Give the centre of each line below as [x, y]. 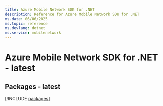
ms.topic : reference [27, 24]
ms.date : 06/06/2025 [27, 19]
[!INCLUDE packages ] [28, 98]
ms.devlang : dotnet [25, 28]
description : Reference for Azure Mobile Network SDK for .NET [72, 14]
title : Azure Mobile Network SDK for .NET [50, 10]
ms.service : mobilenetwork [33, 33]
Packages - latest [33, 86]
